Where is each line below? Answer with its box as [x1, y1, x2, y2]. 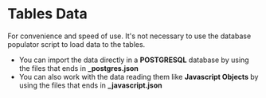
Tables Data [7, 5, 88, 23]
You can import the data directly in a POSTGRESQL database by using [18, 55, 249, 65]
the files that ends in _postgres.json [18, 63, 139, 73]
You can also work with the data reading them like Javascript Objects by [18, 72, 259, 81]
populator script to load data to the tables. [7, 39, 146, 49]
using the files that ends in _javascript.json [18, 80, 162, 90]
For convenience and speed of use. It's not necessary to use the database [7, 31, 252, 41]
